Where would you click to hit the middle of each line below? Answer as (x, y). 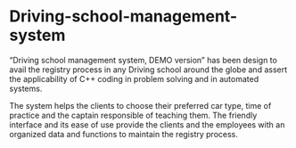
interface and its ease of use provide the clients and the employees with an (147, 124)
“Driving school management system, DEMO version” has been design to (144, 60)
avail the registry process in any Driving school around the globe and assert (148, 70)
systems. (26, 88)
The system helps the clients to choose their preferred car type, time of (140, 105)
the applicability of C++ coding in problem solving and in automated (134, 78)
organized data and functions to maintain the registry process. (124, 134)
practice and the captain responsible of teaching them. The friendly (133, 115)
